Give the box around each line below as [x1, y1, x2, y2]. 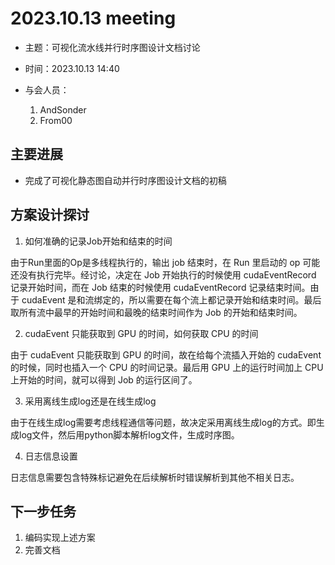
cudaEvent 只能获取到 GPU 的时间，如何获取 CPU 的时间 [24, 327, 259, 339]
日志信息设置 [24, 450, 78, 462]
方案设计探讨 [10, 207, 90, 224]
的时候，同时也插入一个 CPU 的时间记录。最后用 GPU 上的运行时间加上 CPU [10, 361, 324, 373]
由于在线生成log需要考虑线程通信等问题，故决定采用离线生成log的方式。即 [10, 416, 317, 428]
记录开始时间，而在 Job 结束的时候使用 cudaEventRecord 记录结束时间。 [10, 281, 311, 293]
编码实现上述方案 [24, 532, 96, 544]
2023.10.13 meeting [10, 7, 177, 30]
